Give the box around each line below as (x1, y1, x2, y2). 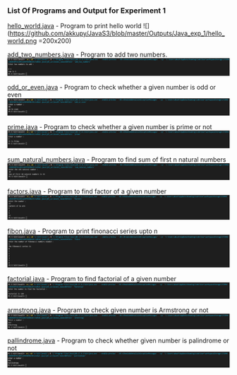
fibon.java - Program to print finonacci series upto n (7, 227, 158, 235)
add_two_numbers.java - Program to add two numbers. (7, 50, 168, 59)
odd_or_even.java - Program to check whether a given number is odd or (7, 83, 217, 91)
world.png (7, 37, 37, 45)
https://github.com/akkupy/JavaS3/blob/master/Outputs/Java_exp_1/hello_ (9, 29, 225, 37)
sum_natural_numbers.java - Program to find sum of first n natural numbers (7, 155, 226, 164)
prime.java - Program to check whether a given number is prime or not (7, 122, 212, 131)
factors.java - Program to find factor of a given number (7, 187, 167, 196)
